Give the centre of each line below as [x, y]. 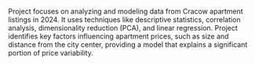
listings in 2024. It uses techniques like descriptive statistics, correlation [124, 20]
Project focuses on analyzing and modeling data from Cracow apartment [126, 11]
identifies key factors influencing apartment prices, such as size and [118, 36]
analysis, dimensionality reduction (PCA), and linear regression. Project [123, 28]
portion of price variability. [51, 53]
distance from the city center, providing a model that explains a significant [128, 45]
